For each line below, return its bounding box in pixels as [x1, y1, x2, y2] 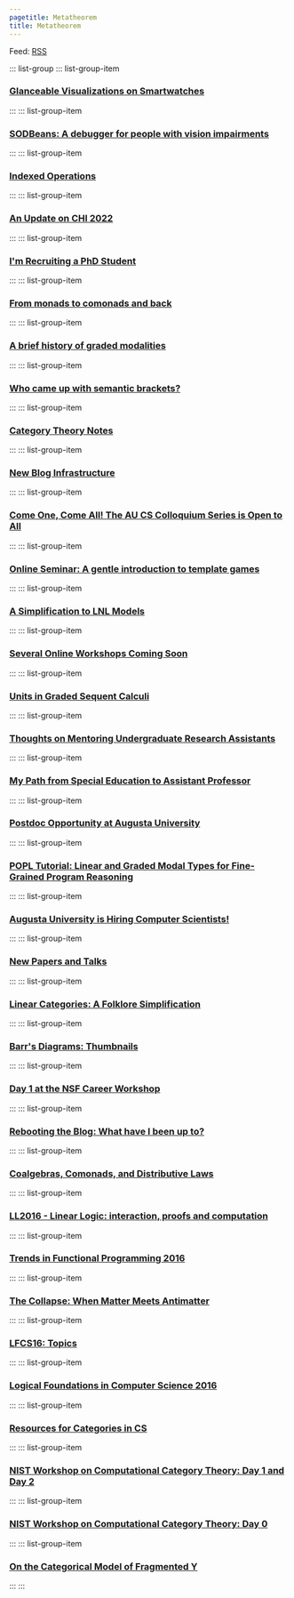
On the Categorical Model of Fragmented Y [9, 1560, 198, 1572]
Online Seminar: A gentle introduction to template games [9, 562, 260, 574]
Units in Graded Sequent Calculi [9, 690, 149, 703]
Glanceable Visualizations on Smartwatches [9, 85, 205, 98]
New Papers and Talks [9, 955, 107, 968]
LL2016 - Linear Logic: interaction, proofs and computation [9, 1210, 269, 1223]
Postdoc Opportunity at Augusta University [9, 817, 201, 830]
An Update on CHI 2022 [9, 213, 114, 225]
